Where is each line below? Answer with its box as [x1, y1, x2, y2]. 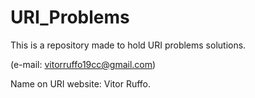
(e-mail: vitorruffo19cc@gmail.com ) [10, 58, 157, 70]
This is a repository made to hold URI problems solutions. [10, 39, 247, 51]
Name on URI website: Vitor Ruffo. [10, 77, 152, 90]
